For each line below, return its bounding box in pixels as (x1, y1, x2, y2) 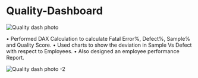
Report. (6, 54, 25, 61)
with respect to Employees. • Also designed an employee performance (6, 47, 180, 54)
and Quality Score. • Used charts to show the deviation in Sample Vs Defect (6, 41, 192, 48)
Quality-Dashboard (6, 4, 103, 18)
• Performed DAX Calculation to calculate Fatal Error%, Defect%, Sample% (6, 35, 190, 42)
